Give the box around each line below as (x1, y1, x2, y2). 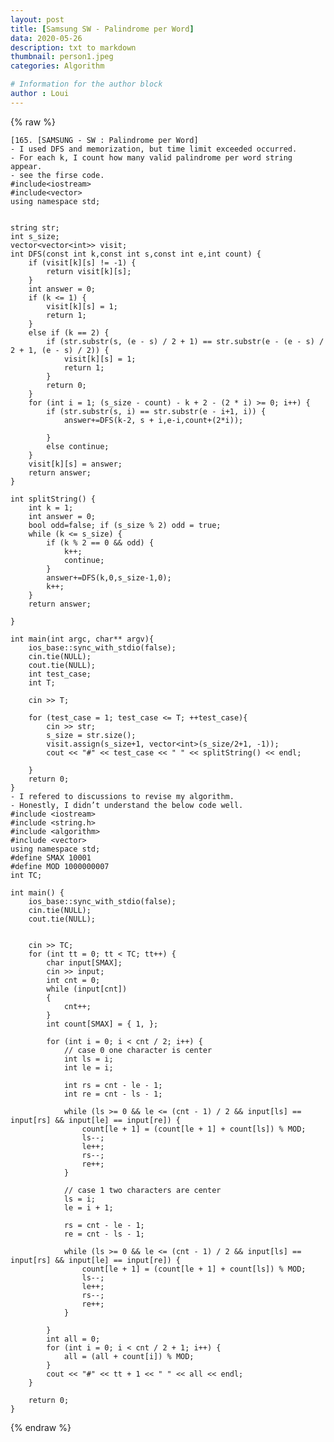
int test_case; (28, 669, 92, 679)
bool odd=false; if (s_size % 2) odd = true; (28, 520, 222, 530)
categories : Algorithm (10, 61, 105, 71)
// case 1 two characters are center (63, 1185, 222, 1195)
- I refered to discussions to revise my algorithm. (10, 791, 235, 801)
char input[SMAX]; (46, 957, 123, 968)
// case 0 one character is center (63, 1045, 213, 1055)
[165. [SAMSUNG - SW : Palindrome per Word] (10, 135, 199, 145)
